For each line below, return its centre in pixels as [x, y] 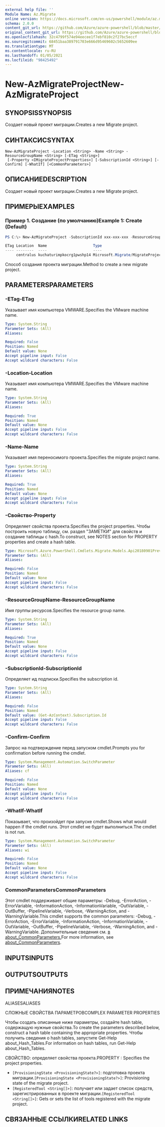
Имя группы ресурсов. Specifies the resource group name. [65, 610]
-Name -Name [22, 446]
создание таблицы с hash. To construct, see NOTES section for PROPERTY [81, 536]
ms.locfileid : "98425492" [31, 60]
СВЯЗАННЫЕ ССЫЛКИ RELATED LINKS [67, 1119]
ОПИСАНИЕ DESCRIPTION [46, 179]
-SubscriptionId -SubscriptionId [43, 668]
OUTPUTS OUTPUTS [37, 974]
